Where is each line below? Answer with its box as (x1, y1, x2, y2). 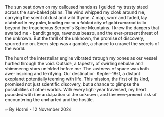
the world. (5, 46, 26, 51)
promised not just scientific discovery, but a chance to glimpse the (5, 81, 140, 87)
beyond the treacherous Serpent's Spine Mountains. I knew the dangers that (5, 25, 159, 31)
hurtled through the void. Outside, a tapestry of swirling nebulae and (5, 61, 143, 66)
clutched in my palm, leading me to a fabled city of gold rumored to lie (5, 20, 147, 25)
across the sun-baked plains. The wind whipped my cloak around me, (5, 9, 146, 15)
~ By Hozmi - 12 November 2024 (5, 106, 71, 112)
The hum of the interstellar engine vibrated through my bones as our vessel (5, 55, 158, 61)
